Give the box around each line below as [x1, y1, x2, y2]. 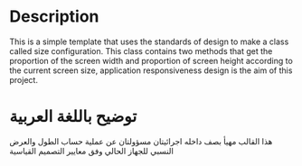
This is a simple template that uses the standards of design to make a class [9, 36, 289, 47]
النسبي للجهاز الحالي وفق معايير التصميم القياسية [9, 145, 175, 156]
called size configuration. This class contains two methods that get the [9, 45, 273, 56]
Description [9, 6, 99, 27]
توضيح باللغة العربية [9, 106, 137, 127]
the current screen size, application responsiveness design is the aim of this [9, 65, 293, 76]
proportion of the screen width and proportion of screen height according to [9, 55, 294, 66]
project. [9, 74, 39, 85]
